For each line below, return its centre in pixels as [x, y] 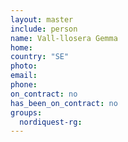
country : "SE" [40, 57]
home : [21, 47]
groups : [26, 112]
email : [24, 76]
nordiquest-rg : [51, 122]
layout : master [42, 19]
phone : [24, 85]
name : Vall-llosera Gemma [64, 38]
